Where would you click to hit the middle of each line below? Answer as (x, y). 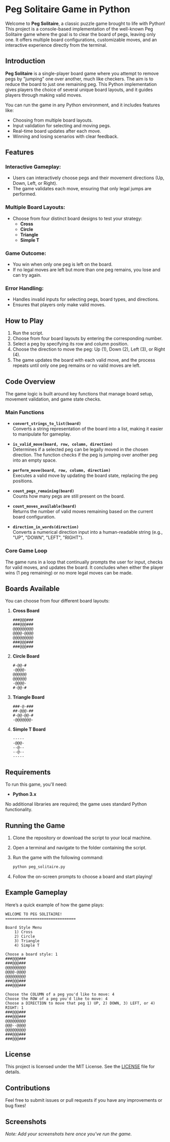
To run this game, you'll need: (36, 784)
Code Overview (30, 381)
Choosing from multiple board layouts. (53, 120)
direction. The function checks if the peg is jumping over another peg (85, 455)
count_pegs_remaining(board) (43, 491)
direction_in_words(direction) (46, 527)
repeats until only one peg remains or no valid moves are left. (77, 365)
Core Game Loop (26, 551)
